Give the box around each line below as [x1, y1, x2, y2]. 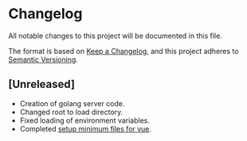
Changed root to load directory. [19, 107, 123, 116]
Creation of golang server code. [19, 98, 125, 108]
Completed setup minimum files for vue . [19, 124, 152, 133]
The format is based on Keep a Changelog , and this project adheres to [8, 46, 239, 55]
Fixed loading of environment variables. [19, 116, 150, 125]
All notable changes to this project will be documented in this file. [8, 31, 223, 40]
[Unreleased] [8, 78, 76, 91]
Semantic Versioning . [8, 55, 78, 64]
